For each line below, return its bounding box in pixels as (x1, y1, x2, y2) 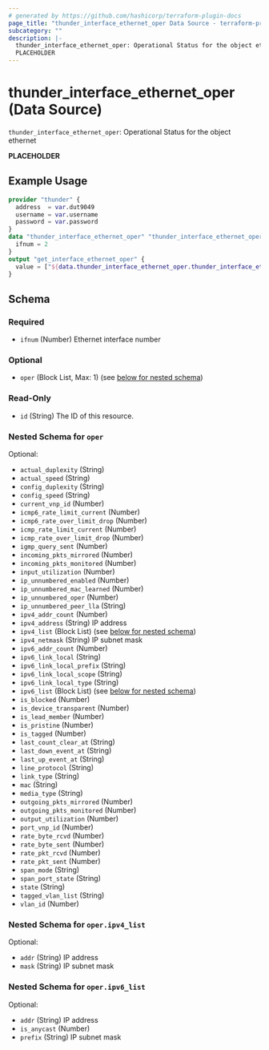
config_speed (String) (19, 490, 90, 499)
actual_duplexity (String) (19, 464, 105, 474)
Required (8, 316, 45, 327)
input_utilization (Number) (19, 567, 115, 576)
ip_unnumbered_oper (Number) (19, 592, 118, 602)
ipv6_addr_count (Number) (19, 643, 108, 653)
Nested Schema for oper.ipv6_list (8, 981, 146, 992)
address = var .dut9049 (15, 203, 94, 211)
